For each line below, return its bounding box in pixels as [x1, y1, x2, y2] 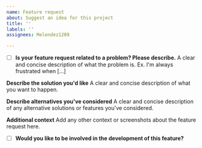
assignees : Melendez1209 [6, 32, 70, 38]
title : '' [6, 20, 32, 26]
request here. [6, 123, 40, 130]
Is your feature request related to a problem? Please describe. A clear [15, 54, 196, 61]
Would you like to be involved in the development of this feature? [15, 134, 184, 142]
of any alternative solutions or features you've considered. [6, 104, 154, 112]
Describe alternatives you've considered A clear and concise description [6, 98, 194, 105]
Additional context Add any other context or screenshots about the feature [6, 116, 196, 123]
